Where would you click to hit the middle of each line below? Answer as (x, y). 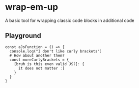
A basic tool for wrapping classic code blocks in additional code (70, 20)
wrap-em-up (32, 7)
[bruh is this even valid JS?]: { (49, 64)
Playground (23, 36)
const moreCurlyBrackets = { (39, 60)
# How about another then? (37, 55)
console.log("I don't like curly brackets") (56, 51)
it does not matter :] (41, 68)
